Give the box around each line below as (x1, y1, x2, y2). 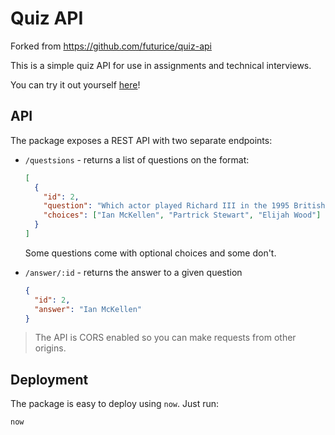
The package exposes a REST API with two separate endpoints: (10, 134, 273, 146)
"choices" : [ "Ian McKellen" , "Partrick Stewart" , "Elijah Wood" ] (43, 210, 322, 221)
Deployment (10, 371, 89, 388)
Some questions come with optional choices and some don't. (24, 247, 277, 259)
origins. (34, 342, 67, 354)
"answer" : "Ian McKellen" (34, 304, 142, 314)
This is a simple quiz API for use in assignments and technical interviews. (10, 59, 312, 71)
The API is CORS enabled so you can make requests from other (34, 332, 297, 344)
